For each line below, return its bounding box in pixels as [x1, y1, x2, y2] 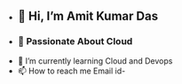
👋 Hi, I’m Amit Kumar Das [17, 9, 158, 24]
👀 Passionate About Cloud [17, 35, 133, 48]
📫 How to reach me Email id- [17, 65, 126, 76]
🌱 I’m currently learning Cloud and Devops [17, 55, 173, 66]
